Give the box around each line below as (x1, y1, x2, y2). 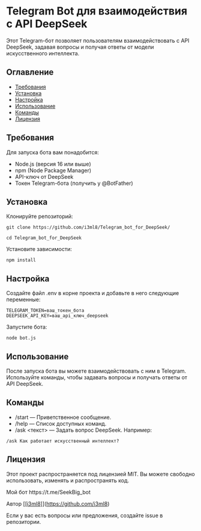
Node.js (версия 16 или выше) (14, 160, 91, 167)
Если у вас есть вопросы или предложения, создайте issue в (6, 512, 163, 519)
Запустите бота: (6, 323, 47, 331)
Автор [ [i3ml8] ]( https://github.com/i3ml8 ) (6, 500, 110, 507)
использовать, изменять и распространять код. (6, 477, 130, 484)
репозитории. (6, 518, 41, 525)
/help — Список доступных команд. (14, 420, 107, 427)
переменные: (6, 296, 41, 303)
